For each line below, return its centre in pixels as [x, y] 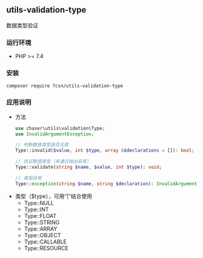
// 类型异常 [28, 178]
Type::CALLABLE [45, 242]
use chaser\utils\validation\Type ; [60, 128]
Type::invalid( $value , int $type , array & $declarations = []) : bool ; [105, 151]
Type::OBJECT [42, 235]
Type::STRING [42, 222]
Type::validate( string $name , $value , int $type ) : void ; [88, 167]
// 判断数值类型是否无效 [42, 145]
